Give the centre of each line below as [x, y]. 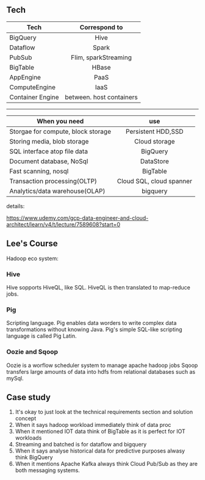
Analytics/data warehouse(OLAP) [57, 191]
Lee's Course [32, 244]
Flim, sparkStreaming [102, 57]
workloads [28, 438]
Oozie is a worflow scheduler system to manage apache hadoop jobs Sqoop [102, 365]
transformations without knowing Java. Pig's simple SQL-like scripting [94, 330]
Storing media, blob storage [49, 141]
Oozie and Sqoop [32, 352]
